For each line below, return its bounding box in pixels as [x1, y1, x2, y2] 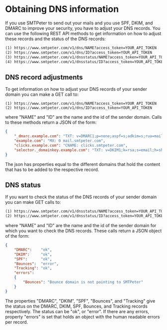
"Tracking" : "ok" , [14, 266, 52, 271]
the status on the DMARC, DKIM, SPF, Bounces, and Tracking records [5, 303, 148, 309]
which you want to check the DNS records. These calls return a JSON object [5, 228, 162, 234]
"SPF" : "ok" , [14, 256, 52, 261]
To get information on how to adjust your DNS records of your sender [5, 86, 148, 92]
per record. [5, 319, 28, 325]
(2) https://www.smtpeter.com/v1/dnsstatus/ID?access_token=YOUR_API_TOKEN [5, 214, 166, 219]
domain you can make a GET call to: [5, 91, 79, 97]
